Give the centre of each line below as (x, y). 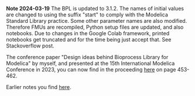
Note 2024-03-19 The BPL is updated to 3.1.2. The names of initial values (95, 8)
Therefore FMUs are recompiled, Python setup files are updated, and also (95, 27)
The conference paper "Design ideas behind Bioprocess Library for (87, 57)
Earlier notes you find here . (39, 87)
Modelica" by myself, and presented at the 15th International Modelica (90, 63)
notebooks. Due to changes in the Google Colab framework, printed (88, 33)
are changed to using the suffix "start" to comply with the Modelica (87, 15)
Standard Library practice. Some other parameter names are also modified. (97, 21)
